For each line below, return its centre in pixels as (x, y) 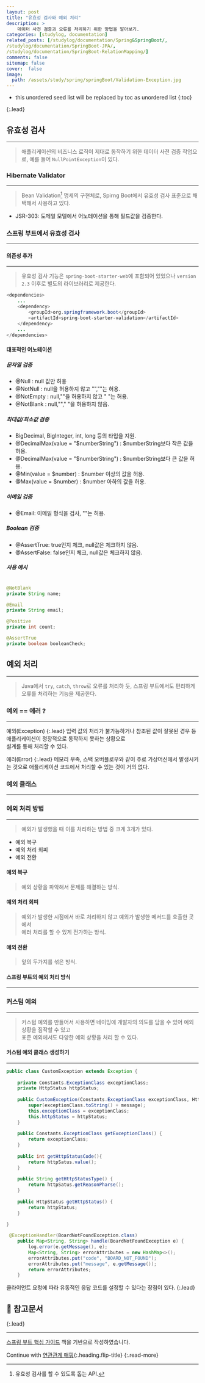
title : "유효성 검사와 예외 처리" (44, 18)
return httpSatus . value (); (63, 1162)
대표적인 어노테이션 (29, 349)
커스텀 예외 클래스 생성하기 (38, 1052)
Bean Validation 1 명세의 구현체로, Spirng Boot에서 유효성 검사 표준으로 (106, 195)
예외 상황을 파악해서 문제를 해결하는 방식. (70, 887)
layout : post (23, 12)
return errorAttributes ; (60, 1269)
